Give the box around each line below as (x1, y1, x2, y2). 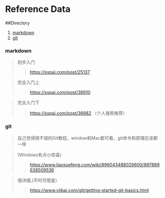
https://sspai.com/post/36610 (29, 90, 91, 96)
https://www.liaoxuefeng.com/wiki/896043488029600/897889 (29, 162, 160, 168)
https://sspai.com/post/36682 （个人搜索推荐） (29, 110, 128, 116)
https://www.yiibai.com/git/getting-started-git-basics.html (29, 187, 149, 193)
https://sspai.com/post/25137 (29, 69, 90, 75)
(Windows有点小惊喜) (17, 152, 62, 158)
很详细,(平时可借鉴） (17, 177, 60, 183)
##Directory (5, 20, 30, 26)
